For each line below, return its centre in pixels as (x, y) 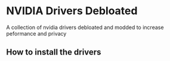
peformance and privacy (36, 33)
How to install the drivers (54, 52)
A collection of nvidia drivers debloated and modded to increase (85, 27)
